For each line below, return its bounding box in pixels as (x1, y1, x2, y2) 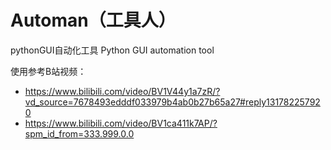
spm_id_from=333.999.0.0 (24, 127, 135, 140)
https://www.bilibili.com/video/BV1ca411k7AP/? (24, 117, 218, 129)
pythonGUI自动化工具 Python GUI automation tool (10, 44, 215, 56)
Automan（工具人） (10, 9, 177, 32)
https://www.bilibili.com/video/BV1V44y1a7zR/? (24, 85, 221, 97)
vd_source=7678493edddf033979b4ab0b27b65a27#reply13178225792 (24, 96, 321, 108)
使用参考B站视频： (10, 65, 87, 77)
